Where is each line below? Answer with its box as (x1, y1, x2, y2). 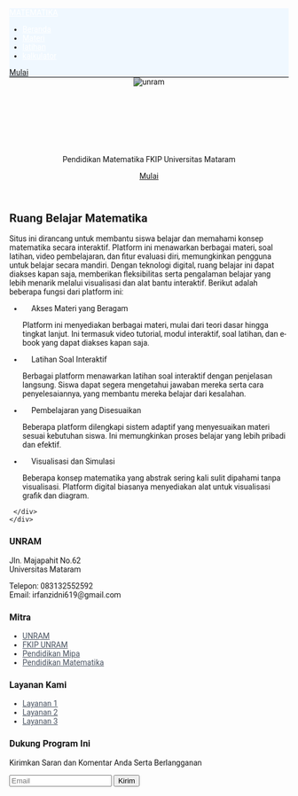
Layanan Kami (9, 679, 67, 691)
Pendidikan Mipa (21, 648, 81, 659)
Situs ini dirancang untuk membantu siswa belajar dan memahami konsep (9, 234, 264, 244)
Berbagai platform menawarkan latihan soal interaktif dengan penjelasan (21, 371, 273, 381)
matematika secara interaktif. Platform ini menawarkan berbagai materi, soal (9, 243, 273, 253)
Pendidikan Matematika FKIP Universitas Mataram (62, 154, 236, 164)
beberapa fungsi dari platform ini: (9, 287, 124, 297)
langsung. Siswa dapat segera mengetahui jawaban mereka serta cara (21, 380, 264, 390)
